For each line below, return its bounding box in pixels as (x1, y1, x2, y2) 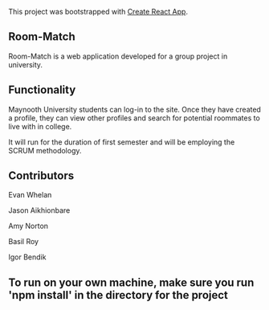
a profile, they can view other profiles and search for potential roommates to (8, 112, 261, 123)
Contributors (8, 169, 75, 183)
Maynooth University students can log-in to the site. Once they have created (8, 104, 261, 114)
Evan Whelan (8, 190, 52, 200)
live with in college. (8, 121, 72, 131)
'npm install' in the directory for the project (8, 288, 229, 302)
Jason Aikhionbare (8, 206, 71, 215)
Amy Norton (8, 221, 49, 231)
